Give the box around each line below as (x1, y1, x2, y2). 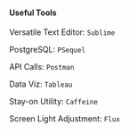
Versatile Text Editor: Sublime (9, 27, 116, 37)
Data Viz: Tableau (9, 79, 73, 89)
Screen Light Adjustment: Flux (9, 113, 120, 124)
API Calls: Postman (9, 62, 75, 72)
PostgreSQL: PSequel (9, 45, 86, 55)
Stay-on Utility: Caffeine (9, 96, 98, 107)
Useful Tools (9, 7, 57, 18)
